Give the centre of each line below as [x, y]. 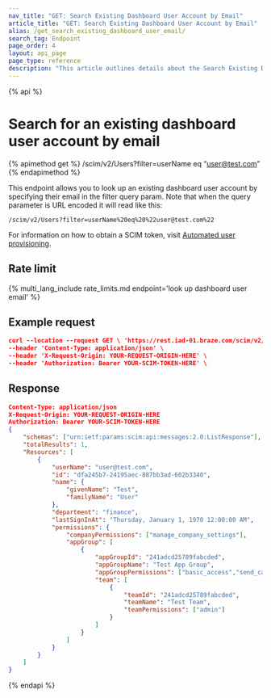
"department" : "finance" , [95, 512]
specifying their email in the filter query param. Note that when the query [130, 196]
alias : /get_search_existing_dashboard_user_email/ [97, 31]
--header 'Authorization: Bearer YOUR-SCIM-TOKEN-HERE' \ [108, 363]
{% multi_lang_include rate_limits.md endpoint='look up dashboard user [128, 288]
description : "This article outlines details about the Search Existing [133, 69]
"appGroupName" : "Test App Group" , [155, 565]
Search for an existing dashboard [122, 124]
